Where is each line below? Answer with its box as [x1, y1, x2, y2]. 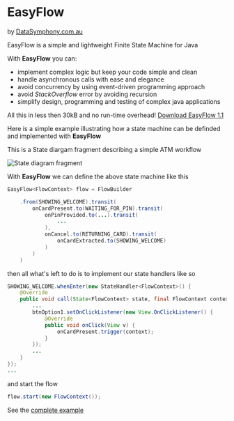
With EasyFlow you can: [7, 54, 77, 63]
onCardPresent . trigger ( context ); [56, 328, 155, 335]
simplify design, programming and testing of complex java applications [17, 97, 221, 105]
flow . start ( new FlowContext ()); [7, 393, 101, 400]
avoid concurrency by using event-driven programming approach [17, 82, 205, 91]
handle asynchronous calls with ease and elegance [17, 75, 165, 84]
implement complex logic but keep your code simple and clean [17, 68, 198, 76]
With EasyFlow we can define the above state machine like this [7, 172, 189, 181]
